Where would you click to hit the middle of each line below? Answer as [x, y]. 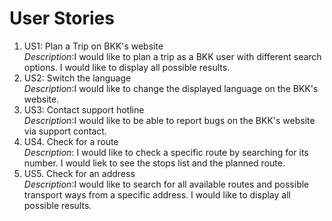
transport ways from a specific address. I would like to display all [157, 194]
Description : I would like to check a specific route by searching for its [166, 152]
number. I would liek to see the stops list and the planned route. [154, 163]
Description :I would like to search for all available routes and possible [166, 184]
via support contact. [65, 131]
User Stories [62, 18]
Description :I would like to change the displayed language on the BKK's [171, 88]
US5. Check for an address [79, 173]
